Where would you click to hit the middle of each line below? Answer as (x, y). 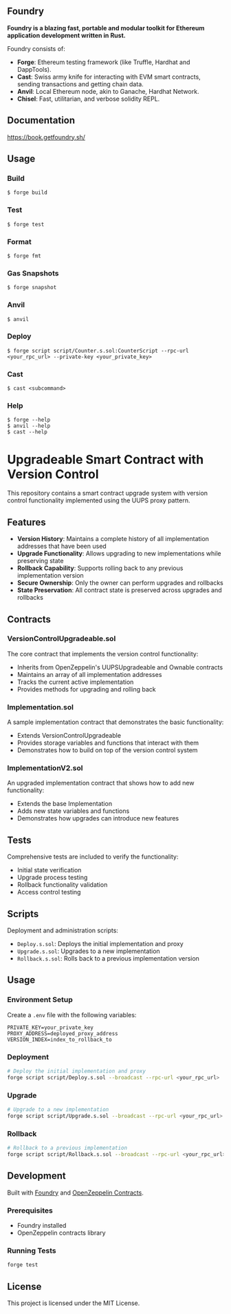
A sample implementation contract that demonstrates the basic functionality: (115, 722)
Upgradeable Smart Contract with (106, 459)
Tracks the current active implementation (75, 682)
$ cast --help (27, 432)
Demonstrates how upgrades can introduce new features (98, 818)
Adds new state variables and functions (73, 811)
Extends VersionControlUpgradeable (69, 736)
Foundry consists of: (36, 48)
